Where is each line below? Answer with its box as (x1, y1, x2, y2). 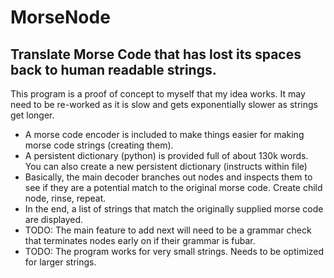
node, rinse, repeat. (24, 192, 107, 204)
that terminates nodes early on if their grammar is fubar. (24, 235, 256, 246)
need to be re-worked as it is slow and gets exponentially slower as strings (10, 99, 318, 110)
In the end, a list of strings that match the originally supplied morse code (24, 203, 324, 215)
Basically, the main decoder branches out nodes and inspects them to (24, 171, 313, 183)
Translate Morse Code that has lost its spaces (10, 46, 302, 63)
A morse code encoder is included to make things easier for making (24, 129, 305, 140)
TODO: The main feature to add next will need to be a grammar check (24, 224, 312, 236)
